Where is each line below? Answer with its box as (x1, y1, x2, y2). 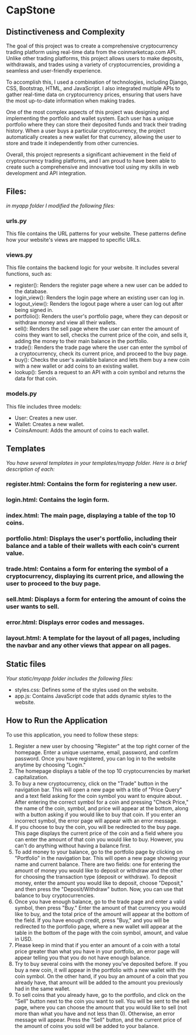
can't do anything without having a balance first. (14, 842, 132, 849)
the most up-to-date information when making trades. (6, 97, 136, 104)
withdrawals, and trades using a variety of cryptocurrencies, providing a (6, 61, 180, 68)
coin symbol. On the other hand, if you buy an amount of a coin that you (14, 972, 188, 979)
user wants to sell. (6, 602, 60, 611)
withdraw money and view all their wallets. (14, 319, 117, 326)
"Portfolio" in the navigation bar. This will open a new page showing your (14, 854, 190, 861)
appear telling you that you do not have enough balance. (14, 954, 151, 961)
